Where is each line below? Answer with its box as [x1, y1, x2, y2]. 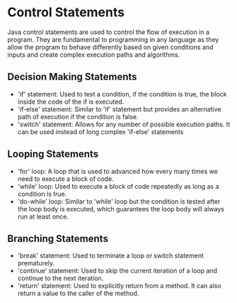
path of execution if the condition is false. [17, 112, 139, 121]
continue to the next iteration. [17, 274, 104, 282]
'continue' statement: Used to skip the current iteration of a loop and [17, 267, 218, 275]
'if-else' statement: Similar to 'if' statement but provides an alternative [17, 104, 221, 114]
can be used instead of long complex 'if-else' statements [17, 127, 184, 136]
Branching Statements [7, 232, 108, 245]
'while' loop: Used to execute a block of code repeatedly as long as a [17, 182, 219, 190]
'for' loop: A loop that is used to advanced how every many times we [17, 167, 218, 175]
